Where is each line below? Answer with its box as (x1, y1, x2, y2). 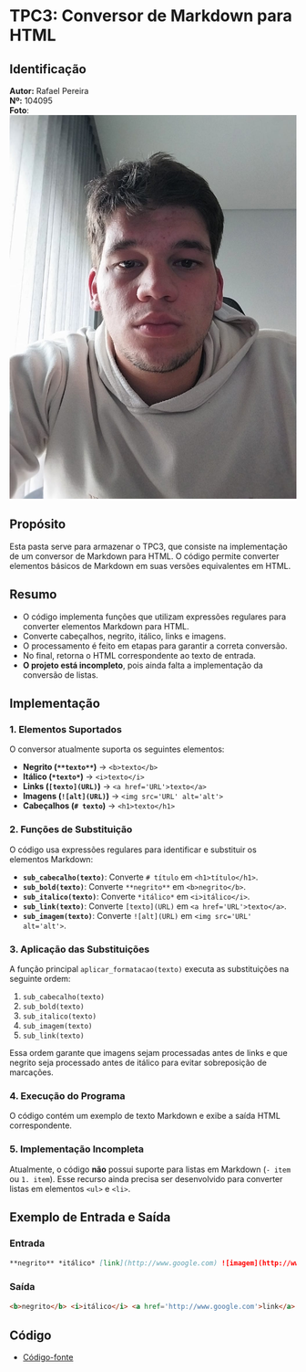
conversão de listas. (22, 669, 98, 681)
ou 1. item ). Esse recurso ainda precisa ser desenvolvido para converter (9, 1173, 283, 1184)
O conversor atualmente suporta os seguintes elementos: (9, 744, 225, 755)
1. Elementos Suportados (9, 723, 123, 735)
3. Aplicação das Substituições (9, 943, 150, 955)
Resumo (9, 586, 57, 603)
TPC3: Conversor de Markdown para (9, 5, 293, 26)
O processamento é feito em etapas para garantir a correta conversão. (22, 640, 289, 651)
